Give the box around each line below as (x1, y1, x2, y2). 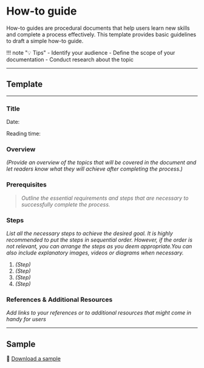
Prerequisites (6, 180, 47, 189)
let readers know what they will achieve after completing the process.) (6, 165, 183, 172)
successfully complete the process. (21, 200, 110, 208)
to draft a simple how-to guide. (6, 37, 84, 44)
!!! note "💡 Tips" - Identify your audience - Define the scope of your (6, 49, 175, 56)
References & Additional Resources (6, 295, 113, 304)
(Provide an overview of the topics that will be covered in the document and (6, 159, 197, 166)
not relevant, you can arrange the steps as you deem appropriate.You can (6, 242, 192, 250)
